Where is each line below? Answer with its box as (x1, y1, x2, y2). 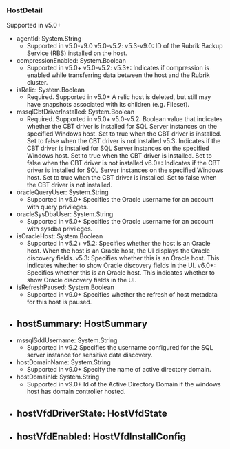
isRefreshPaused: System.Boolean (16, 283, 114, 291)
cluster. (26, 79, 48, 87)
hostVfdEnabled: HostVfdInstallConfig (16, 430, 187, 442)
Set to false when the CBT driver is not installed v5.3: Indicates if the (26, 137, 221, 145)
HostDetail (6, 6, 43, 15)
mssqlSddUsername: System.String (16, 336, 118, 344)
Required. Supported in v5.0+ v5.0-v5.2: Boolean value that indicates (26, 115, 223, 123)
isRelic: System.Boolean (16, 85, 85, 94)
